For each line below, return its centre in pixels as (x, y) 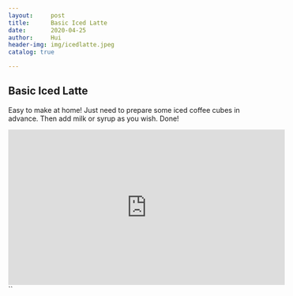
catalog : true (32, 52)
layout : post (37, 15)
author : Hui (35, 37)
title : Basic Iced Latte (58, 23)
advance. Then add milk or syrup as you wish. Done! (94, 118)
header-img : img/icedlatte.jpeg (61, 45)
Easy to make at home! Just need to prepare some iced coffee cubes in (124, 110)
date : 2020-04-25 (47, 30)
